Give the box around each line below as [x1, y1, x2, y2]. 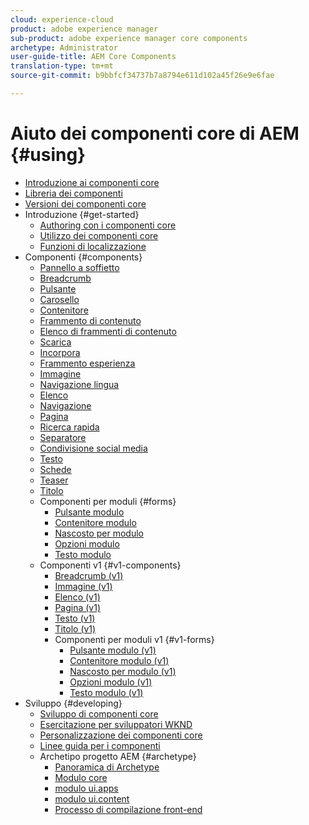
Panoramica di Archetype [54, 761, 160, 773]
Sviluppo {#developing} [24, 697, 123, 709]
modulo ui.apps [54, 782, 119, 794]
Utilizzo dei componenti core [39, 229, 159, 241]
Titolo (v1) [54, 622, 97, 635]
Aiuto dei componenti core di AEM [10, 122, 300, 145]
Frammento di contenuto [39, 314, 142, 326]
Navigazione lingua [39, 378, 120, 390]
